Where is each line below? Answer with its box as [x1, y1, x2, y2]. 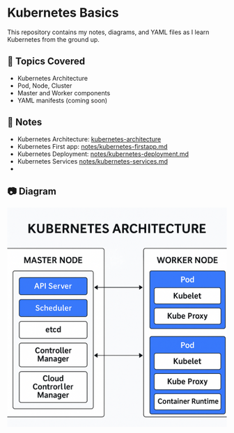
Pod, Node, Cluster [17, 81, 72, 90]
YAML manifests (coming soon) [17, 96, 108, 104]
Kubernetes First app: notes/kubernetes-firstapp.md [17, 142, 168, 150]
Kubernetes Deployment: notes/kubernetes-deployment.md [17, 150, 189, 158]
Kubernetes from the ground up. [7, 35, 100, 43]
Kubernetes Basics [7, 5, 119, 21]
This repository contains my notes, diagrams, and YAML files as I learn [7, 28, 210, 36]
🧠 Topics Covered [7, 56, 86, 68]
